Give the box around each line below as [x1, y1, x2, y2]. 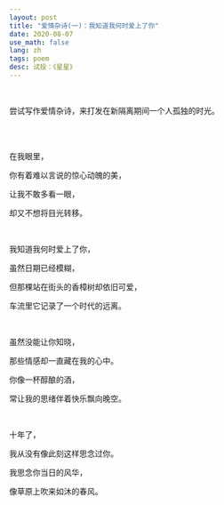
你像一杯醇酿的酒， [9, 374, 80, 385]
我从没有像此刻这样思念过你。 [9, 448, 118, 459]
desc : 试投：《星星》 [9, 63, 77, 72]
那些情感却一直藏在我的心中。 [9, 355, 118, 365]
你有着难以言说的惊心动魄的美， [9, 170, 126, 180]
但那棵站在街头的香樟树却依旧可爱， [9, 281, 142, 292]
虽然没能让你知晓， [9, 336, 80, 347]
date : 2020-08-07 [9, 29, 74, 38]
